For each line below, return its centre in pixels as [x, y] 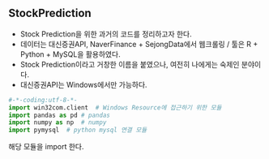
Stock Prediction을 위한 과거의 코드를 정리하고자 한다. [106, 34]
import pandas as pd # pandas [60, 115]
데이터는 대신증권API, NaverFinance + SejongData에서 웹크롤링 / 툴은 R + [139, 44]
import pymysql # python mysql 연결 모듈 [78, 130]
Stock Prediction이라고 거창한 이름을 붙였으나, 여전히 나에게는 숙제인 [130, 64]
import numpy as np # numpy [58, 122]
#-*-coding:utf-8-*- [43, 100]
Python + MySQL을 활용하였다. [70, 54]
